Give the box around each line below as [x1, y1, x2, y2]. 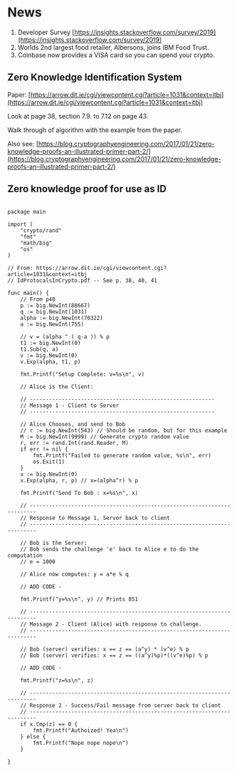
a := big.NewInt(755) [20, 321, 84, 328]
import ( [7, 221, 33, 228]
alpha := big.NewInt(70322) [20, 314, 103, 321]
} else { [20, 733, 46, 740]
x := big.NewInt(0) [20, 471, 78, 478]
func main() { [7, 289, 50, 296]
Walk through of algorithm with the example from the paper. [7, 126, 183, 134]
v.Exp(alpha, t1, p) [20, 358, 81, 365]
